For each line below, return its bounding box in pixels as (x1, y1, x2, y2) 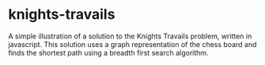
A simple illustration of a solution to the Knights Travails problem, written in (8, 31, 252, 41)
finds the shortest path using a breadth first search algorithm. (8, 48, 209, 57)
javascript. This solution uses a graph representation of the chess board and (8, 39, 257, 49)
